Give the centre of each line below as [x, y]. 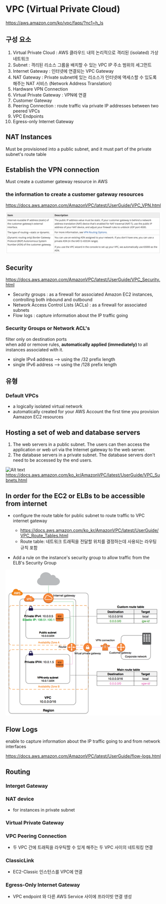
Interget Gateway [27, 786]
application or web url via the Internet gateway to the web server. [79, 450]
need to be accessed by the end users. [53, 460]
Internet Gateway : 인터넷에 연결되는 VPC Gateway [63, 71]
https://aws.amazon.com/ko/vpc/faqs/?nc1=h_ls [55, 23]
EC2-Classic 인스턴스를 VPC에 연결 [48, 872]
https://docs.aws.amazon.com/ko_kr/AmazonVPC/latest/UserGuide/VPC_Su [83, 475]
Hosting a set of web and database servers [73, 432]
